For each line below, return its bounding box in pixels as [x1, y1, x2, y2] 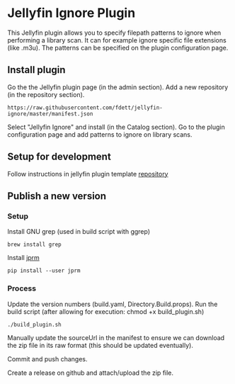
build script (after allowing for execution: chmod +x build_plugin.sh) [7, 307, 205, 316]
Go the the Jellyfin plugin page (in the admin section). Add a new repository [7, 83, 229, 91]
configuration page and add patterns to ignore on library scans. [7, 130, 193, 139]
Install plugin [7, 64, 66, 76]
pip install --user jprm [7, 267, 81, 274]
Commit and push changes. [7, 354, 88, 363]
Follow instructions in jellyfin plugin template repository [7, 169, 168, 178]
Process [7, 283, 37, 293]
